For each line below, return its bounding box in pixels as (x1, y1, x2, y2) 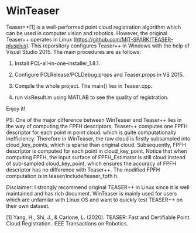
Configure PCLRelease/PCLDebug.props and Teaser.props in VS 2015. (14, 71, 184, 78)
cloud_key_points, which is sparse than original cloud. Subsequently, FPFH (6, 141, 186, 148)
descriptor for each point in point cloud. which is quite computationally (6, 129, 177, 136)
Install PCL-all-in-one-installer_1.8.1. (14, 60, 101, 67)
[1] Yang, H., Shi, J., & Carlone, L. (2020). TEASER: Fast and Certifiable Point (6, 214, 190, 221)
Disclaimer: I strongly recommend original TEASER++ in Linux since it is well (6, 183, 190, 191)
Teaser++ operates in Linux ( (6, 36, 76, 43)
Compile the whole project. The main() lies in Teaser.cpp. (14, 82, 153, 89)
